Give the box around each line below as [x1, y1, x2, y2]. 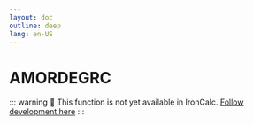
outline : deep [9, 21, 62, 30]
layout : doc [9, 12, 53, 22]
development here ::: [9, 106, 85, 117]
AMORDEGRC [9, 67, 112, 88]
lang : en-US [9, 29, 53, 38]
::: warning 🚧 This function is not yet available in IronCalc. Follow [9, 97, 244, 107]
